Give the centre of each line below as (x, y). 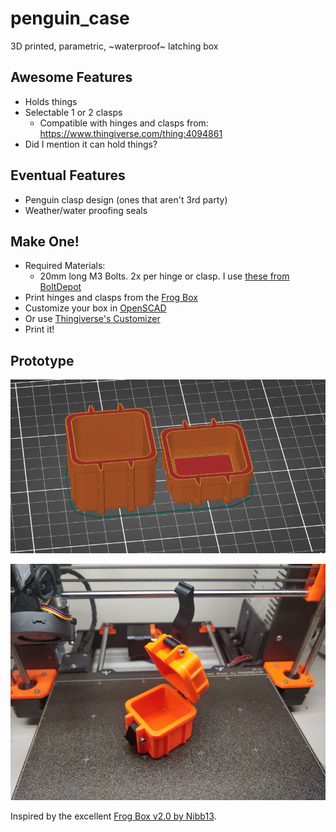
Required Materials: (65, 266)
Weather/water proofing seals (86, 210)
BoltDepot (60, 287)
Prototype (42, 360)
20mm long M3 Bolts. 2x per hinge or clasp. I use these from (164, 276)
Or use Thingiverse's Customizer (92, 319)
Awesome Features (71, 77)
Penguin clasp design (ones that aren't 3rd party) (126, 199)
